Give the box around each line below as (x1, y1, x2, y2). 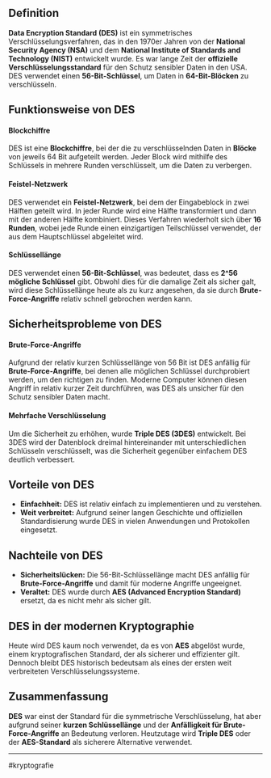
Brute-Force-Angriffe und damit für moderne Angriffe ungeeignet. (19, 578, 242, 589)
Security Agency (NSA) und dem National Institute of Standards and (8, 44, 241, 55)
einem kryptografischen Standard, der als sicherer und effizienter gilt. (8, 649, 240, 659)
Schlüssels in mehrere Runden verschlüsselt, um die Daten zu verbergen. (8, 161, 252, 171)
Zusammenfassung (8, 690, 109, 704)
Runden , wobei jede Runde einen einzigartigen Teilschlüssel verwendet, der (8, 222, 262, 233)
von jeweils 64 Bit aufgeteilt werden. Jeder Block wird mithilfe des (8, 152, 228, 162)
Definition (8, 6, 59, 20)
